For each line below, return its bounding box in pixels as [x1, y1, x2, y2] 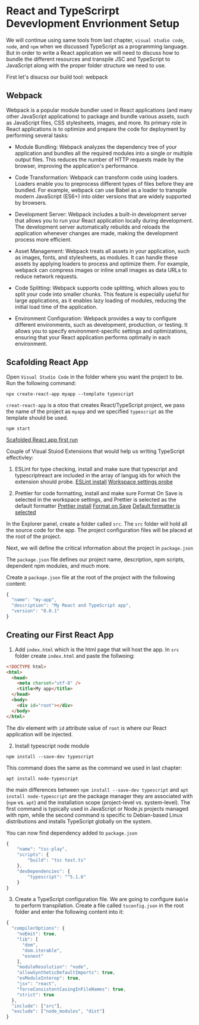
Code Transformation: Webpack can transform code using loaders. [14, 174, 179, 181]
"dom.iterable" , [21, 948, 62, 954]
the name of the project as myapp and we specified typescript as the [6, 408, 173, 415]
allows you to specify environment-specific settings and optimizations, [14, 327, 188, 335]
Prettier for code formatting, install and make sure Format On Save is [14, 489, 183, 496]
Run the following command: [6, 379, 76, 386]
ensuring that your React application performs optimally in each [14, 333, 171, 340]
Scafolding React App [6, 357, 89, 367]
